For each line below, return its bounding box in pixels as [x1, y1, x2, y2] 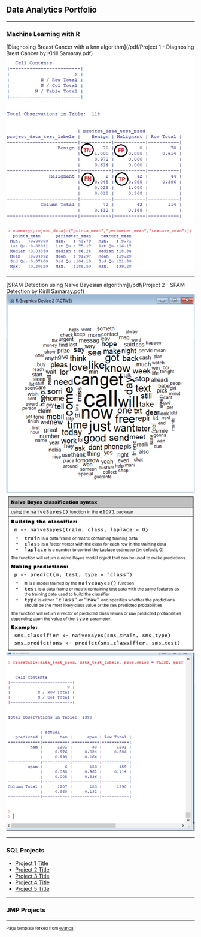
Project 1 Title [14, 860, 49, 867]
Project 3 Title [14, 873, 50, 880]
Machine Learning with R [6, 29, 80, 38]
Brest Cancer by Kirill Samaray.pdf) [6, 50, 93, 57]
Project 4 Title [14, 879, 50, 886]
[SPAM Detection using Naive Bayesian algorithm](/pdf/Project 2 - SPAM [6, 282, 185, 288]
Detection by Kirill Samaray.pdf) [6, 288, 85, 295]
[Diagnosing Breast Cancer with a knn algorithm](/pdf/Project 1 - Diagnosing [6, 43, 194, 50]
